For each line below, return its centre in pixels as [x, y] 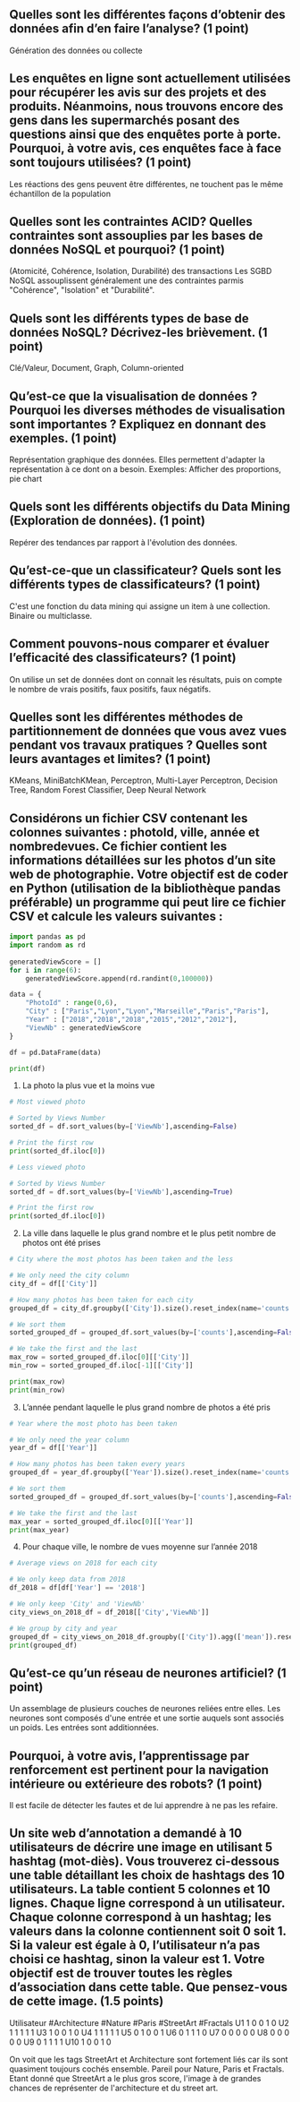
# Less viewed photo [48, 1167]
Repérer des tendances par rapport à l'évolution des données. [124, 542]
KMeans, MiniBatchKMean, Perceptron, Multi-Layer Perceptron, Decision [144, 781]
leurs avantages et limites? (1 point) [110, 759]
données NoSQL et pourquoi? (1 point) [117, 250]
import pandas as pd [48, 937]
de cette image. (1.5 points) [87, 2001]
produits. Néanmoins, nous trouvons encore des [146, 107]
